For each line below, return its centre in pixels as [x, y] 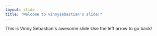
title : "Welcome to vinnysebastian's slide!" [54, 14]
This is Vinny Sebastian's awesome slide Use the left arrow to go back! [79, 28]
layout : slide [20, 10]
